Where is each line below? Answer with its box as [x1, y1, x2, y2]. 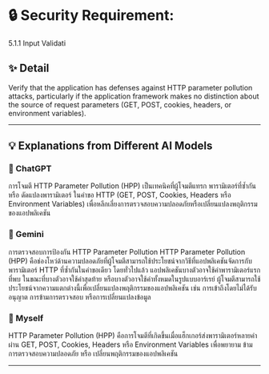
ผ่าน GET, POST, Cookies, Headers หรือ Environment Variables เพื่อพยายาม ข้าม [8, 340, 254, 349]
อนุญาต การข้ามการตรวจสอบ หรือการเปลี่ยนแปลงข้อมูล [8, 292, 151, 301]
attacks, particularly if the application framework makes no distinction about [8, 91, 259, 101]
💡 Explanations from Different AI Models [8, 139, 213, 153]
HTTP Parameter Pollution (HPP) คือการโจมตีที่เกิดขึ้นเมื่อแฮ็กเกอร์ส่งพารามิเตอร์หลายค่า [8, 331, 258, 340]
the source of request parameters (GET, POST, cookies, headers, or [8, 99, 232, 109]
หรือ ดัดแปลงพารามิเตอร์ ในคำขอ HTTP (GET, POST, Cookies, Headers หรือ [8, 190, 231, 200]
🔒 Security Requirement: [8, 6, 175, 25]
